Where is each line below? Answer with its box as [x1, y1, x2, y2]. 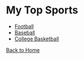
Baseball [14, 29, 35, 36]
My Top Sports [6, 4, 78, 17]
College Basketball [14, 35, 59, 42]
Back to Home [6, 46, 40, 53]
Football [14, 23, 34, 30]
